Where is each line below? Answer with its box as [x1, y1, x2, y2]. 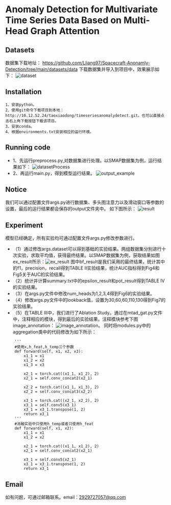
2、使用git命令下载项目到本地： [5, 107, 64, 113]
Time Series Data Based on [5, 14, 122, 26]
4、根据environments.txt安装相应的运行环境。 [5, 129, 94, 134]
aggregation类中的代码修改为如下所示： [12, 329, 97, 335]
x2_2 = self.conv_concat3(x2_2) [23, 389, 93, 394]
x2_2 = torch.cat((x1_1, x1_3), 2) [23, 384, 100, 390]
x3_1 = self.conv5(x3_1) [23, 402, 77, 408]
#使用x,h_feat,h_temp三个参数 [14, 345, 74, 350]
